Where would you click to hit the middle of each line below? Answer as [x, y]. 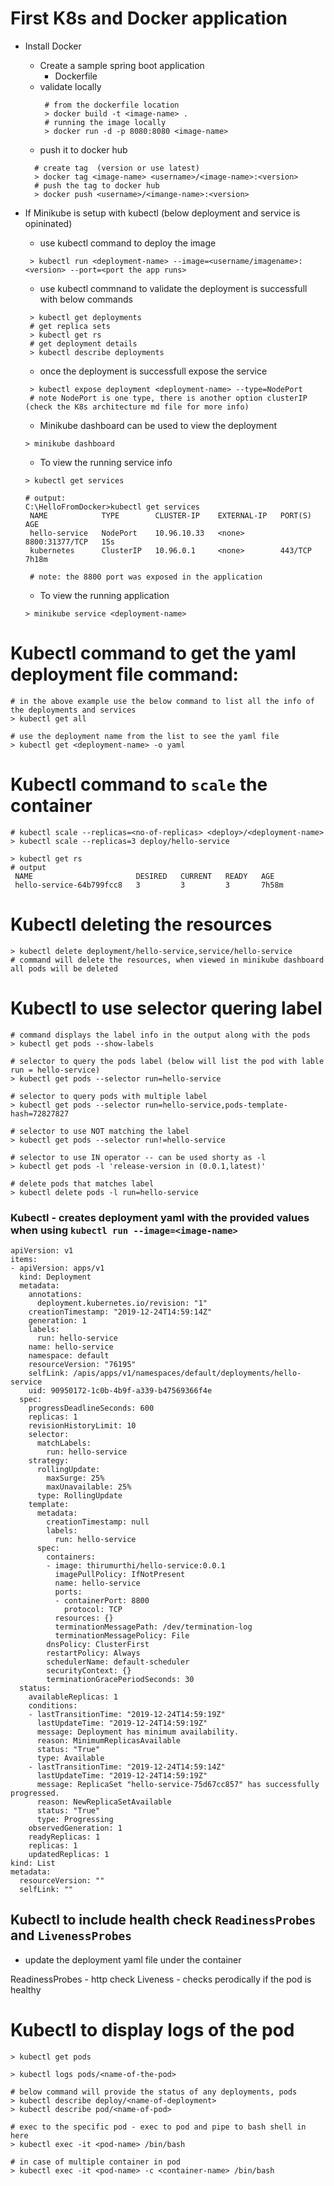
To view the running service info [106, 462]
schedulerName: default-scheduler [118, 1662]
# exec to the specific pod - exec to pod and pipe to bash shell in [158, 2127]
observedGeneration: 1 [75, 1828]
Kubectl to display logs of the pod [152, 2029]
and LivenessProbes [71, 1935]
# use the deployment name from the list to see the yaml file [145, 736]
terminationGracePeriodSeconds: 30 [120, 1679]
